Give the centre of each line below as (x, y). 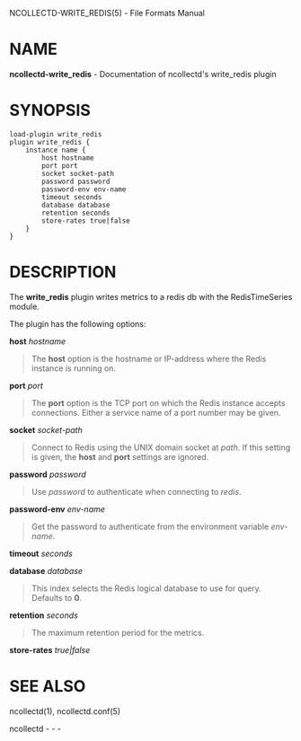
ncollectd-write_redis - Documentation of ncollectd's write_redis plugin (143, 74)
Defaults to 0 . (57, 597)
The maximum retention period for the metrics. (118, 632)
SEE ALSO (48, 686)
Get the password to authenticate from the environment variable (150, 526)
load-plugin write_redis (56, 134)
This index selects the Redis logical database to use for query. (146, 588)
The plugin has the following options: (78, 323)
